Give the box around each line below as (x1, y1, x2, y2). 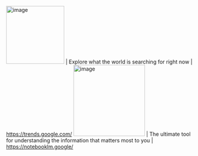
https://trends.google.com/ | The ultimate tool (6, 130, 191, 138)
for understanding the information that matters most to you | (6, 137, 153, 144)
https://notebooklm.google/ (6, 143, 74, 150)
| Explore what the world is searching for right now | (65, 58, 193, 65)
